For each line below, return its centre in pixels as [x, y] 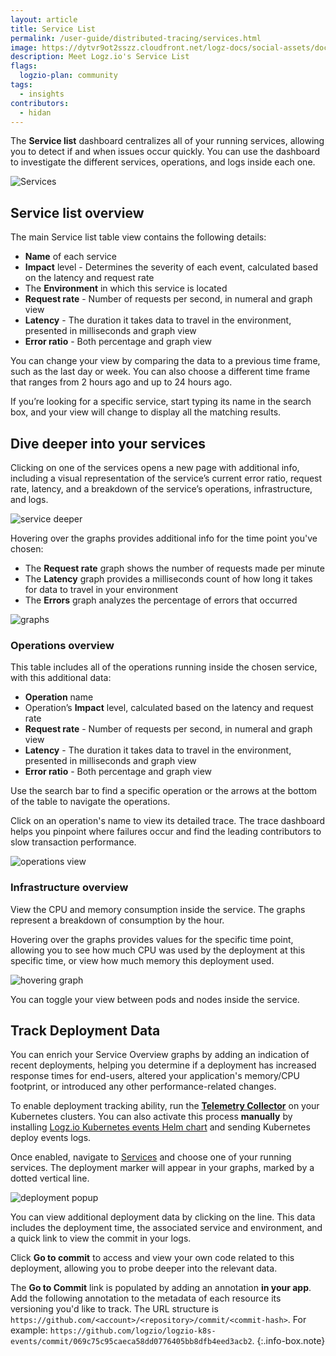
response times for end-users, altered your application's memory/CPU [155, 1076]
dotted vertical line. [50, 1178]
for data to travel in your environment [101, 589]
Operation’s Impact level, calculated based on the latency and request [169, 708]
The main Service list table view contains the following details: [138, 237]
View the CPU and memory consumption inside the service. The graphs [158, 909]
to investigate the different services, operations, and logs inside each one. [163, 162]
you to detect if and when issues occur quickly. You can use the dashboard [165, 152]
